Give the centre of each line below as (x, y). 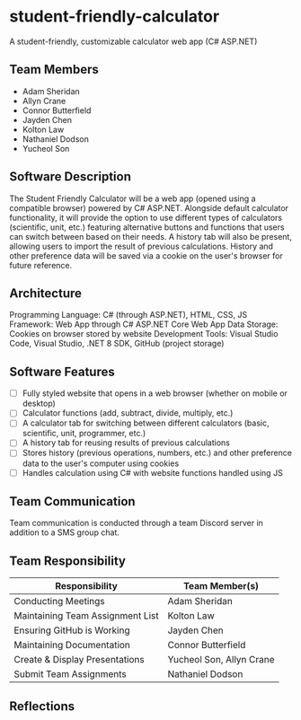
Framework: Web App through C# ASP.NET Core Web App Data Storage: (144, 324)
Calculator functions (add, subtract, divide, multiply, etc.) (128, 413)
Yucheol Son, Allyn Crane (221, 660)
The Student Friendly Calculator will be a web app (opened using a (133, 198)
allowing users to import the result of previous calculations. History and (142, 246)
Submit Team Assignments (71, 674)
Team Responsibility (67, 561)
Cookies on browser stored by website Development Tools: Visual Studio (144, 334)
